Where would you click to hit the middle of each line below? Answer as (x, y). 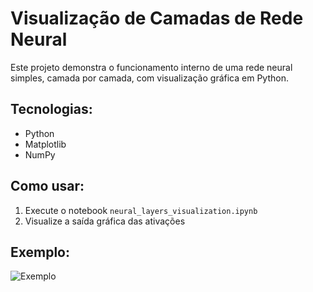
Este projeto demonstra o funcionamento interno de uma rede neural (151, 67)
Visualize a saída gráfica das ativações (105, 221)
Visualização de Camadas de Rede (157, 18)
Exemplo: (40, 252)
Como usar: (47, 186)
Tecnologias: (51, 109)
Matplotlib (45, 144)
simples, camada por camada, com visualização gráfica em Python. (149, 78)
